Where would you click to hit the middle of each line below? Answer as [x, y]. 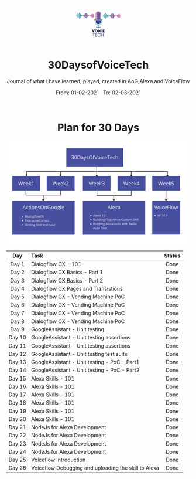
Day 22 [17, 436]
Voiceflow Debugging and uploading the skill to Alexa [95, 468]
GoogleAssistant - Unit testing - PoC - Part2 [85, 370]
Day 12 [17, 354]
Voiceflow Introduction [59, 460]
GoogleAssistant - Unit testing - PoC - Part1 [85, 362]
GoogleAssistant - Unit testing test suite [79, 354]
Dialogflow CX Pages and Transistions [77, 288]
